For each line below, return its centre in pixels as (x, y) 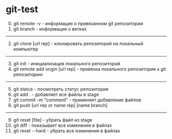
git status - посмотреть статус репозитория (61, 89)
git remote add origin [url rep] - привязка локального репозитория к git (90, 69)
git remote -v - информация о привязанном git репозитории (78, 23)
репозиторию (28, 74)
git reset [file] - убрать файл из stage (53, 120)
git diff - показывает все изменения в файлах (63, 125)
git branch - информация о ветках (50, 29)
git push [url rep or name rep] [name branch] (60, 105)
